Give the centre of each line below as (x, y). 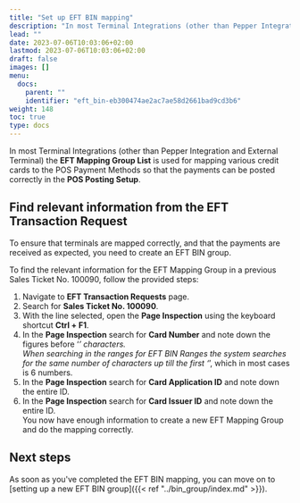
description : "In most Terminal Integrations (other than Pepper (133, 26)
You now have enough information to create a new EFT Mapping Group (153, 420)
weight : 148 (31, 109)
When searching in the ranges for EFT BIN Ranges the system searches (154, 353)
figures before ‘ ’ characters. (74, 344)
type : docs (29, 126)
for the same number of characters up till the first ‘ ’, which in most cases (156, 363)
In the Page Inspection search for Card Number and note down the (146, 334)
